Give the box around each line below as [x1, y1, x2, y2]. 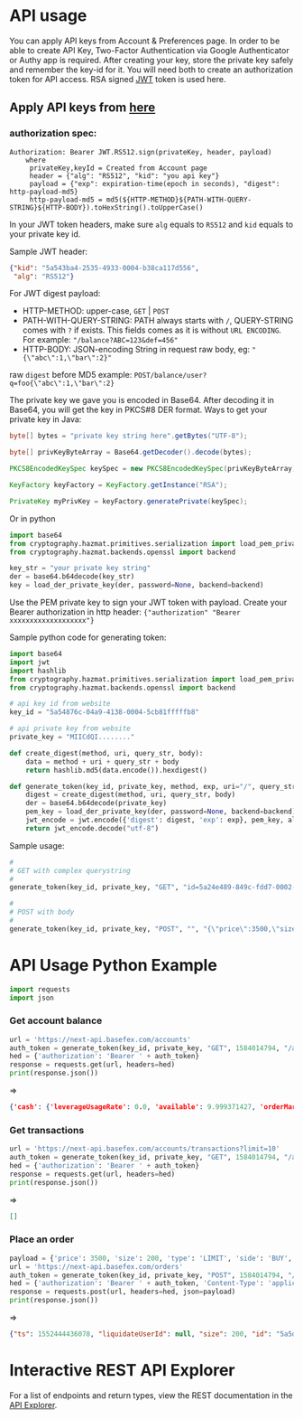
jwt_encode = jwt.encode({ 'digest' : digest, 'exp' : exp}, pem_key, [25, 815, 284, 824]
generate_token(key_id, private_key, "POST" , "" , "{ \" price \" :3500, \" [9, 924, 280, 934]
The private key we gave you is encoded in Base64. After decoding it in [9, 395, 275, 406]
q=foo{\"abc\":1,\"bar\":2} [9, 379, 115, 389]
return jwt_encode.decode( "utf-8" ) [25, 823, 160, 832]
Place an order [9, 1233, 75, 1245]
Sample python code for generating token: [9, 632, 167, 643]
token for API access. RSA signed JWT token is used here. [9, 73, 226, 84]
